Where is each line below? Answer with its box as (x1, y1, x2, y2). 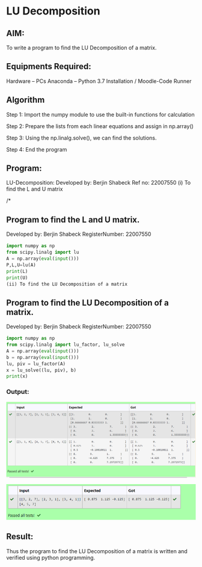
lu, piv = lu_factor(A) (6, 361, 66, 367)
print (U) (6, 275, 28, 281)
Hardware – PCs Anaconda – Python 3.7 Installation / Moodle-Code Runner (6, 77, 192, 85)
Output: (6, 388, 29, 396)
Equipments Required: (6, 61, 91, 72)
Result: (6, 532, 34, 542)
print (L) (6, 268, 28, 274)
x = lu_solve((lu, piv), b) (6, 367, 77, 373)
